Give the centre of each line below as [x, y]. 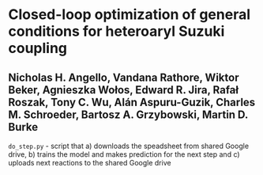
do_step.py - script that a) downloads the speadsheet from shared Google [129, 146]
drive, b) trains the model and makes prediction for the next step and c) [124, 154]
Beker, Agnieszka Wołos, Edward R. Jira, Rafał [124, 90]
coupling [38, 48]
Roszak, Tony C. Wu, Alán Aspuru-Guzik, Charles [132, 102]
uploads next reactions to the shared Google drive [90, 163]
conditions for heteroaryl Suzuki [116, 31]
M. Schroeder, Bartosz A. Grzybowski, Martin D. [128, 114]
